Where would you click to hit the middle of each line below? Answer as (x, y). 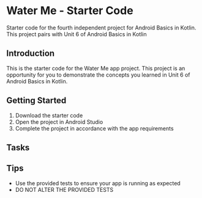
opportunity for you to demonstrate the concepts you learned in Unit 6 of (98, 75)
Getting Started (36, 101)
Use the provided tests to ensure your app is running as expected (98, 183)
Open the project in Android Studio (59, 122)
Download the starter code (49, 115)
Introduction (31, 54)
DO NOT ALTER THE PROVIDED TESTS (64, 189)
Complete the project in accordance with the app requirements (94, 128)
